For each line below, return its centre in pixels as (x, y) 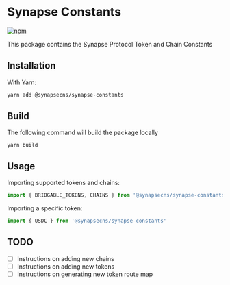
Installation (31, 66)
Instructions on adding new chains (65, 258)
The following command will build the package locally (83, 133)
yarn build (23, 145)
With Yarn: (22, 82)
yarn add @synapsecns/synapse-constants (66, 95)
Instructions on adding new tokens (66, 266)
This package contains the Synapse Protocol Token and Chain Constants (110, 44)
